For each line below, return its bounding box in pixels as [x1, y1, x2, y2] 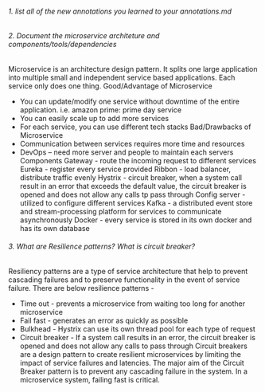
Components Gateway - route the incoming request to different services [19, 155, 257, 165]
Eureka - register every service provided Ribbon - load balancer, [19, 164, 232, 174]
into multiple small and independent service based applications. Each [8, 73, 236, 82]
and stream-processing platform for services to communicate [19, 206, 222, 216]
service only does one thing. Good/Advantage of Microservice [8, 80, 213, 91]
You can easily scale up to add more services [19, 113, 170, 123]
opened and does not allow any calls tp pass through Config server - [19, 190, 246, 199]
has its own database [19, 223, 90, 233]
